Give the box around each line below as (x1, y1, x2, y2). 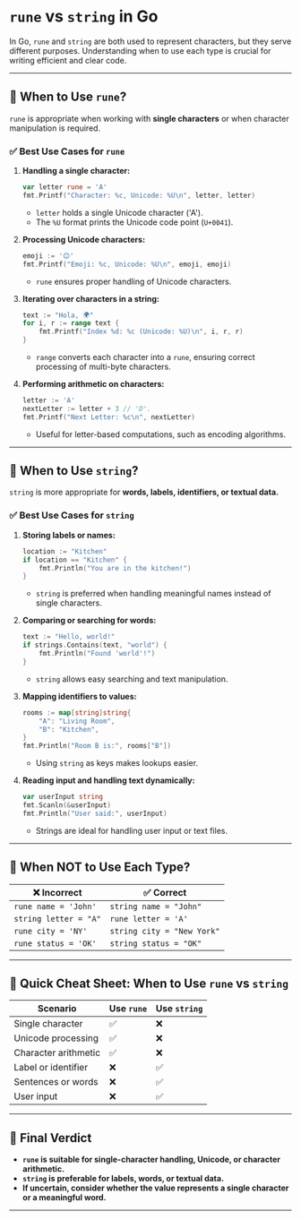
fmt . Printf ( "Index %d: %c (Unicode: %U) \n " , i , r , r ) (39, 327, 244, 337)
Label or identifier (13, 1061, 88, 1074)
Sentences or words (13, 1076, 99, 1088)
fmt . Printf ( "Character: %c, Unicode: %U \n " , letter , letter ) (21, 191, 256, 200)
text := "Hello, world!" (21, 632, 116, 641)
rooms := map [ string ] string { (21, 708, 132, 717)
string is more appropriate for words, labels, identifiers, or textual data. (9, 486, 279, 498)
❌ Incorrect (32, 886, 82, 898)
